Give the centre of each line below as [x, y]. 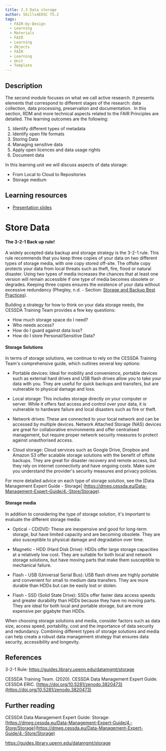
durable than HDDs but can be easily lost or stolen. [65, 585]
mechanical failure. [32, 565]
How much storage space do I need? [50, 320]
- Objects [20, 47]
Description [24, 86]
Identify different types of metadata [49, 128]
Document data [28, 155]
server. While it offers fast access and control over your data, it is [79, 404]
